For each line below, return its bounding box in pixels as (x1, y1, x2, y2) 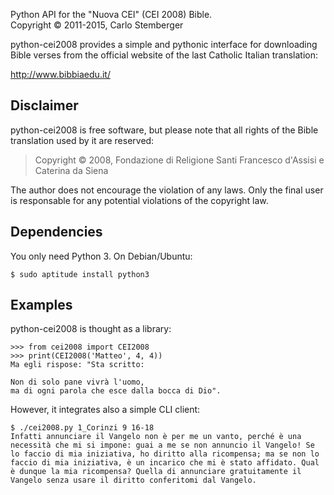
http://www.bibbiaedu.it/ (10, 69, 111, 80)
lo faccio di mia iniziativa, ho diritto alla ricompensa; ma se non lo (10, 449, 320, 459)
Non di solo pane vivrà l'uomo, (10, 377, 145, 388)
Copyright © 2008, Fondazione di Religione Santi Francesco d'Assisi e (34, 154, 325, 166)
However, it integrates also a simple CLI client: (10, 404, 201, 416)
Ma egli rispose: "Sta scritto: (10, 360, 145, 370)
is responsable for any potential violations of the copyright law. (10, 194, 269, 206)
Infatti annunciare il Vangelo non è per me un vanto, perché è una (10, 432, 302, 442)
